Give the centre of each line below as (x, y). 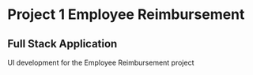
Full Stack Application (62, 44)
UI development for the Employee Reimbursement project (101, 62)
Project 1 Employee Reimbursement (126, 15)
